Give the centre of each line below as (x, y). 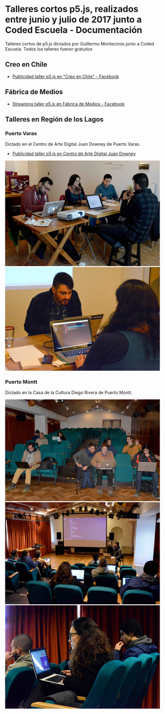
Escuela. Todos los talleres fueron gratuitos (49, 49)
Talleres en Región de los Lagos (55, 119)
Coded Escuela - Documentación (74, 30)
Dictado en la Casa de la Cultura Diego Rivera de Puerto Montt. (69, 393)
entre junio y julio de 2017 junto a (73, 20)
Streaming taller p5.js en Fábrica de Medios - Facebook (68, 104)
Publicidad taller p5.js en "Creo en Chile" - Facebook (66, 76)
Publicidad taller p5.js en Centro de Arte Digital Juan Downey (74, 154)
